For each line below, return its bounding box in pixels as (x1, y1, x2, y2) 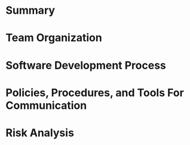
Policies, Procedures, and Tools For (5, 86, 185, 99)
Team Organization (5, 31, 102, 45)
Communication (5, 98, 87, 112)
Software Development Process (5, 58, 167, 72)
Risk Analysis (5, 126, 74, 140)
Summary (5, 4, 55, 17)
